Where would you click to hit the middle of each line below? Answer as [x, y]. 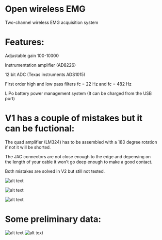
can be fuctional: [40, 129]
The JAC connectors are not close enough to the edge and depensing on [78, 156]
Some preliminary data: [53, 219]
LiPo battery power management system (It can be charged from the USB [78, 93]
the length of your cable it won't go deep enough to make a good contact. [79, 162]
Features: [25, 42]
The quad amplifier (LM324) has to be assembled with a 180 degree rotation [81, 142]
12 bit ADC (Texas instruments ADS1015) [45, 74]
